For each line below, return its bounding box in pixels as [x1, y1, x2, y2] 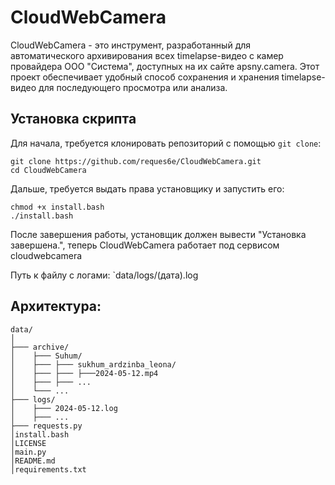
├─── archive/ [10, 342, 70, 352]
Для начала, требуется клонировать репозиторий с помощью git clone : [10, 137, 322, 149]
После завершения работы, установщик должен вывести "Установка [10, 228, 307, 240]
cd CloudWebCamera [10, 165, 87, 175]
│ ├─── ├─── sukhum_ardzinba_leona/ [10, 359, 177, 370]
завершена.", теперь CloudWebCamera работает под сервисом [10, 239, 280, 251]
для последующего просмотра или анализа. [38, 81, 228, 93]
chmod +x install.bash [10, 202, 105, 212]
